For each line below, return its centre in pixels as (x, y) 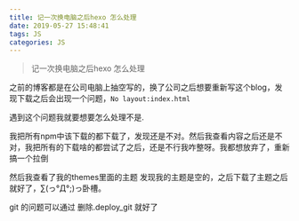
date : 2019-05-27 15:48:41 (59, 26)
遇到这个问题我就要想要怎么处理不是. (77, 117)
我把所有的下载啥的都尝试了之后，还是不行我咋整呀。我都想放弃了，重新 (157, 147)
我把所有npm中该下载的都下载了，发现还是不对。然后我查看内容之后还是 (142, 136)
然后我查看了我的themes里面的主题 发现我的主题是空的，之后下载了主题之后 (149, 178)
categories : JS (37, 42)
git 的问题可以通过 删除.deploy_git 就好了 (84, 207)
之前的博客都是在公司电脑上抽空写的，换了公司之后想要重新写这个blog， (142, 87)
